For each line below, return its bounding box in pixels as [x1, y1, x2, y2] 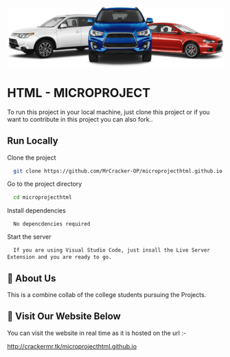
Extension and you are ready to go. [7, 254, 112, 261]
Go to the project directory [7, 180, 82, 188]
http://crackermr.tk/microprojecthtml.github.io [7, 342, 137, 350]
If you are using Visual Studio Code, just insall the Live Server [13, 247, 211, 254]
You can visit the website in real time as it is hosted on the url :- [7, 329, 187, 337]
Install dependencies [7, 206, 67, 215]
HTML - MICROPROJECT [7, 85, 151, 100]
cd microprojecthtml [13, 194, 72, 201]
